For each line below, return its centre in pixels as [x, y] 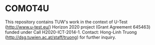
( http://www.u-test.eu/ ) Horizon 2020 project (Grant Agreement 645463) [78, 27]
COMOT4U [27, 8]
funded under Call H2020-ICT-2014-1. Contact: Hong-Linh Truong [71, 32]
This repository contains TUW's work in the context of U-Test [66, 22]
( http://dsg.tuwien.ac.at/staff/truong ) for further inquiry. [61, 37]
